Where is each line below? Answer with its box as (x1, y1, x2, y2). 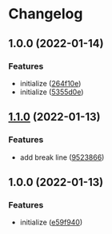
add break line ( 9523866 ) (19, 153, 105, 162)
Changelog (8, 5, 83, 23)
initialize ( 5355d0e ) (19, 87, 84, 97)
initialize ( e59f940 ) (19, 217, 83, 228)
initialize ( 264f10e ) (19, 78, 82, 88)
